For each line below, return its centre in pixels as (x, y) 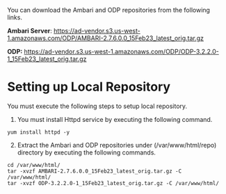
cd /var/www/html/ (34, 165)
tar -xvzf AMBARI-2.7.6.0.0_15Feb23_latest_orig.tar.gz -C (95, 171)
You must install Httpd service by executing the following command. (115, 119)
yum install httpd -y (39, 132)
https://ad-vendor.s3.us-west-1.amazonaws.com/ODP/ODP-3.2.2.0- (121, 52)
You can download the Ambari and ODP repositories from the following (109, 10)
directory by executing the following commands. (87, 152)
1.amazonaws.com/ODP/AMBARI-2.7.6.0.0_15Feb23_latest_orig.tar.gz (105, 38)
